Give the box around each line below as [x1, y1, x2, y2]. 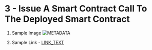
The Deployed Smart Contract [4, 13, 130, 25]
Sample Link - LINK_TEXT [11, 39, 64, 45]
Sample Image [11, 30, 42, 36]
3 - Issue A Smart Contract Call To [4, 3, 147, 14]
